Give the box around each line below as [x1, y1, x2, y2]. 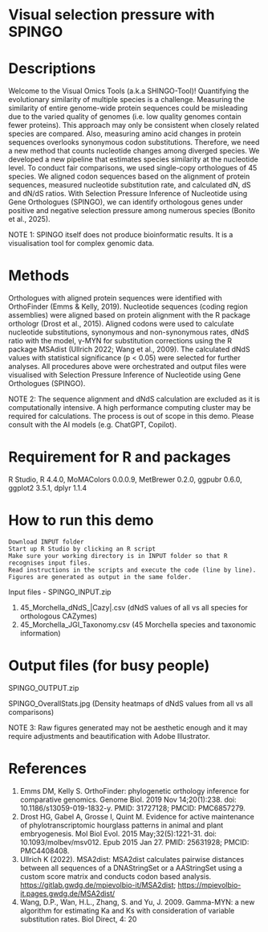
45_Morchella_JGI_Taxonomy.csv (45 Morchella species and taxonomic [19, 619, 257, 629]
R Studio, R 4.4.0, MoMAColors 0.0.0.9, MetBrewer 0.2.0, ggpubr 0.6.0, [8, 474, 242, 484]
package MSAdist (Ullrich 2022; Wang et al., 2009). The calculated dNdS [8, 344, 250, 355]
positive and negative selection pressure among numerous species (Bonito [8, 206, 255, 216]
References [8, 760, 87, 778]
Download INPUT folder [8, 537, 84, 546]
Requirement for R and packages [8, 448, 231, 466]
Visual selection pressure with [8, 6, 215, 24]
